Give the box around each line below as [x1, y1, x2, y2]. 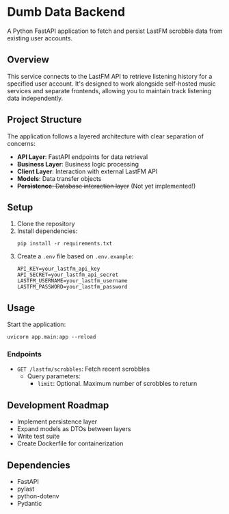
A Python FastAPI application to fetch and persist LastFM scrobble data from [7, 27, 223, 35]
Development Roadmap [7, 399, 109, 411]
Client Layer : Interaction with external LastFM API [16, 167, 158, 175]
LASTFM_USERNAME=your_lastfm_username [16, 278, 128, 284]
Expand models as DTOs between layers [16, 425, 131, 433]
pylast [16, 485, 35, 493]
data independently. [7, 94, 64, 102]
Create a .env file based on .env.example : [16, 252, 134, 260]
